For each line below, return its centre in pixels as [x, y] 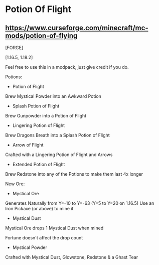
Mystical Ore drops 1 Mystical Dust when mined [54, 228]
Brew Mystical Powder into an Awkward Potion [53, 96]
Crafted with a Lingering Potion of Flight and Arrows [59, 155]
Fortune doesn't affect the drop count [44, 238]
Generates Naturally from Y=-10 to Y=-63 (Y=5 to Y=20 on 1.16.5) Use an [80, 203]
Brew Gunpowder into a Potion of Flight [46, 116]
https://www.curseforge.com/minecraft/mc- [77, 28]
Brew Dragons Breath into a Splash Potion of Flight [57, 135]
